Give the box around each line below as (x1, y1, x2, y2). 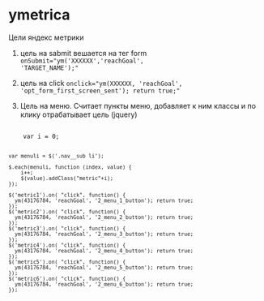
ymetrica (8, 6, 70, 24)
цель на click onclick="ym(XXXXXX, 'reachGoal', (19, 78, 183, 88)
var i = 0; (23, 132, 60, 140)
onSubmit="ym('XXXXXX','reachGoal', (19, 57, 144, 65)
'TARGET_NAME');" (19, 63, 79, 72)
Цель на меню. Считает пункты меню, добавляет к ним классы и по (19, 101, 257, 110)
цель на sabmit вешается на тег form (19, 48, 147, 58)
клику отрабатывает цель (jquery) (19, 110, 138, 119)
